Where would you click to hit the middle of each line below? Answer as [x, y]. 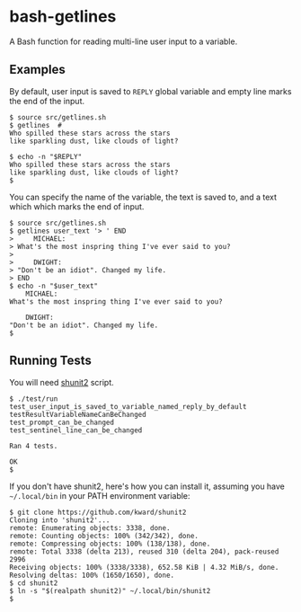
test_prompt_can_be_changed [62, 422]
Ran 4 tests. [34, 446]
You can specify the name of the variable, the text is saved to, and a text [143, 197]
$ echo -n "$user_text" [54, 286]
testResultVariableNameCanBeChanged [78, 414]
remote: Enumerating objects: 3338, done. [90, 528]
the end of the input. [47, 101]
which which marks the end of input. [77, 206]
